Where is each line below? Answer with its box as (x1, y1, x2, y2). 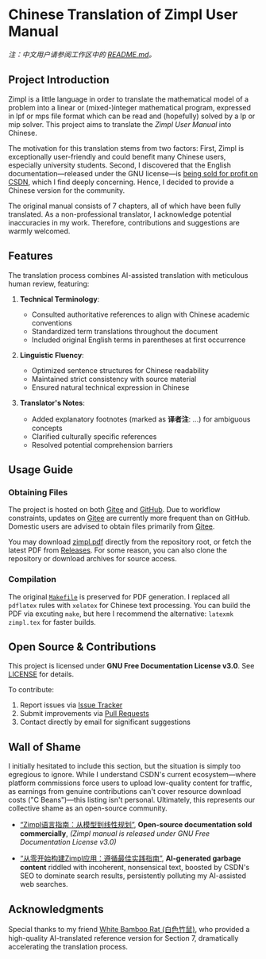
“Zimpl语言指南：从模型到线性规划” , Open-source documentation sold (19, 820, 253, 830)
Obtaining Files (8, 487, 68, 498)
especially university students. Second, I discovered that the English (8, 160, 232, 170)
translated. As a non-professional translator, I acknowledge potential (8, 209, 232, 219)
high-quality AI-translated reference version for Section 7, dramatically (8, 933, 239, 942)
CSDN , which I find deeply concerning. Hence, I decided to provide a (8, 177, 234, 187)
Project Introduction (8, 73, 110, 87)
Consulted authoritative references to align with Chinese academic (31, 310, 250, 319)
